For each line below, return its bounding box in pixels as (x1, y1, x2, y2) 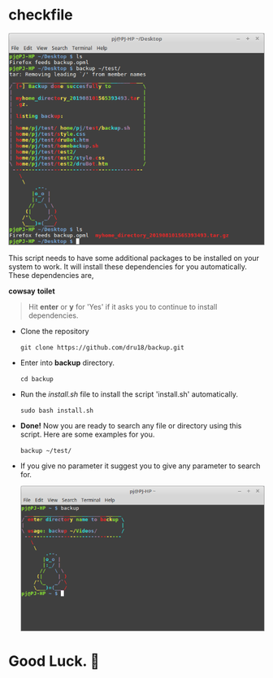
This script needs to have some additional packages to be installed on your (8, 254, 260, 263)
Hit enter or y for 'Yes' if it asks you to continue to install (28, 302, 218, 312)
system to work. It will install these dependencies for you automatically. (8, 262, 248, 272)
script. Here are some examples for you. (19, 429, 155, 440)
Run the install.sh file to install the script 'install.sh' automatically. (19, 389, 238, 399)
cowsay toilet (8, 286, 55, 296)
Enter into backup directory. (19, 358, 115, 367)
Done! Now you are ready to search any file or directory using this (19, 421, 242, 431)
